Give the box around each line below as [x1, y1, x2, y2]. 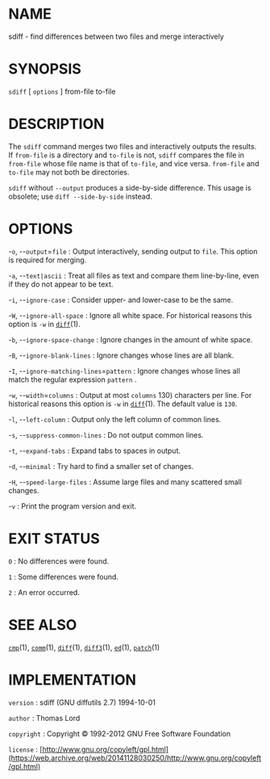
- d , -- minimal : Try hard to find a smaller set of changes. [8, 461, 194, 471]
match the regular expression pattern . [8, 375, 137, 384]
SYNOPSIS [8, 60, 82, 78]
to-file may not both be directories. [8, 167, 130, 177]
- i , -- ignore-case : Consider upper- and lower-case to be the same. [8, 295, 234, 304]
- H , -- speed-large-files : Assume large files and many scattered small [8, 477, 242, 487]
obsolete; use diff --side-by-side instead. [8, 191, 153, 201]
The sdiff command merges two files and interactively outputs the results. [8, 141, 257, 151]
